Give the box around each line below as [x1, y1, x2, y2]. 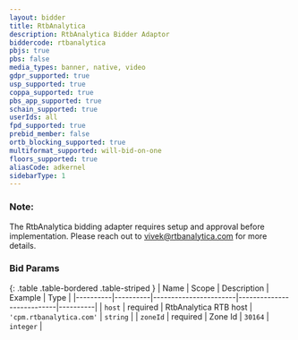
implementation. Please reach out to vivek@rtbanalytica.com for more [9, 230, 268, 242]
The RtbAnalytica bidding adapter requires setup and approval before [9, 221, 266, 232]
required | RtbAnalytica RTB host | [127, 302, 253, 312]
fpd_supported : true [9, 122, 87, 131]
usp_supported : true [9, 80, 87, 89]
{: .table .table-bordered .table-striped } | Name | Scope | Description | [9, 283, 269, 293]
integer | [9, 320, 43, 331]
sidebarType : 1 [9, 171, 66, 180]
